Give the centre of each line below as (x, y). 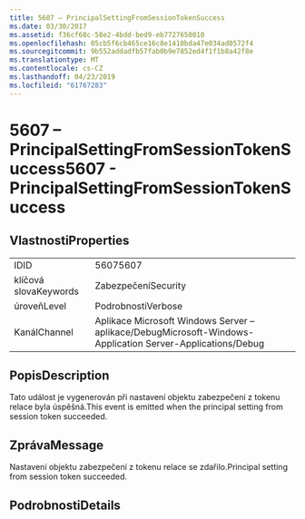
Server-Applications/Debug (205, 343)
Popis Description (59, 376)
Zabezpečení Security (141, 285)
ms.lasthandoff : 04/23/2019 (63, 77)
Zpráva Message (57, 445)
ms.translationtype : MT (54, 60)
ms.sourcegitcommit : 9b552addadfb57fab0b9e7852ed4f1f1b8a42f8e (132, 52)
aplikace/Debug (128, 332)
